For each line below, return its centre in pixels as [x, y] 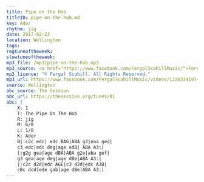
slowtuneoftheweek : [31, 57]
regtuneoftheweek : [29, 52]
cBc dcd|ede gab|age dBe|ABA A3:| [61, 170]
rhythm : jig [21, 29]
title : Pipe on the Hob [36, 12]
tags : [13, 46]
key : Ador [19, 23]
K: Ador [27, 136]
